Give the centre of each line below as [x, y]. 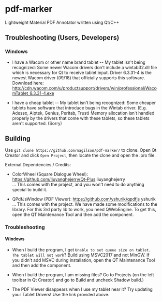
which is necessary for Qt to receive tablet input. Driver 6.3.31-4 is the [82, 72]
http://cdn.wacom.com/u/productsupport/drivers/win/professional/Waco [84, 88]
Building [18, 139]
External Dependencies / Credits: [38, 165]
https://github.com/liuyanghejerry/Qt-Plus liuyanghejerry [69, 179]
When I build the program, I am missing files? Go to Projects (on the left [83, 275]
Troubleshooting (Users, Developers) [62, 38]
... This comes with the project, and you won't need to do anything [78, 185]
